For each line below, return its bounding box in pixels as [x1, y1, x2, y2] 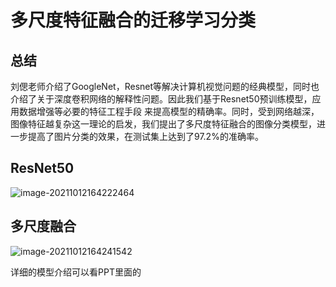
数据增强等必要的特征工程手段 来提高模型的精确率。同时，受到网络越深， [18, 106, 320, 117]
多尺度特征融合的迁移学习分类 [10, 9, 257, 32]
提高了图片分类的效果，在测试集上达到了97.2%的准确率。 [27, 131, 264, 142]
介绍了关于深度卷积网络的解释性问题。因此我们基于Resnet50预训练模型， [10, 93, 313, 105]
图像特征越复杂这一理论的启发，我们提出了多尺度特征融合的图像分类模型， [10, 118, 317, 130]
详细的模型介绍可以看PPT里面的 [10, 266, 142, 278]
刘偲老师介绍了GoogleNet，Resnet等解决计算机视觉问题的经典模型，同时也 [10, 81, 320, 92]
